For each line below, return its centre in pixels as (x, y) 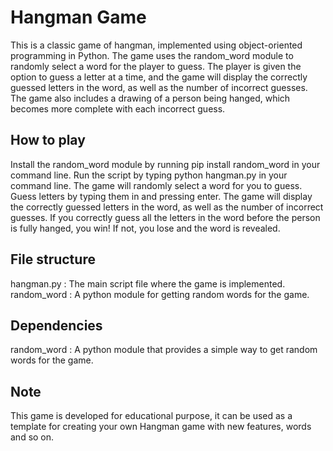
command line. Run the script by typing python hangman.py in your (149, 175)
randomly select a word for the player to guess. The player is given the (156, 66)
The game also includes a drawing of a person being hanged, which (150, 98)
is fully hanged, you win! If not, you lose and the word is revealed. (145, 228)
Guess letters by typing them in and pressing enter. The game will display (161, 196)
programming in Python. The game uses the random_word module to (152, 55)
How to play (48, 140)
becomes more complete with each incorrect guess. (118, 108)
